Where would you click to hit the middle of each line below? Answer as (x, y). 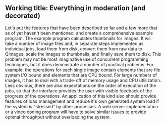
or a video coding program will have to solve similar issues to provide (76, 112)
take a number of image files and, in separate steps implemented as (74, 43)
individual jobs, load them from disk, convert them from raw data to (74, 48)
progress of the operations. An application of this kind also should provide (81, 96)
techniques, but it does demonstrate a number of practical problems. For (79, 64)
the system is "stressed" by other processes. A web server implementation (82, 106)
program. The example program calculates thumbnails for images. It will (79, 38)
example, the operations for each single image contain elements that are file (83, 70)
